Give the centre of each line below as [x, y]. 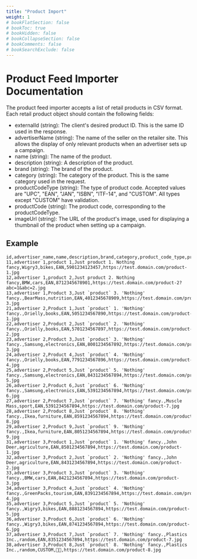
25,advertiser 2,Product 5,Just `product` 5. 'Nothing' [76, 370]
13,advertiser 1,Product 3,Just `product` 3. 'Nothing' [76, 293]
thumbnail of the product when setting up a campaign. [80, 225]
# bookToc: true [26, 28]
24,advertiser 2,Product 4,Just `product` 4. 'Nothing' [76, 355]
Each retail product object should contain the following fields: [80, 114]
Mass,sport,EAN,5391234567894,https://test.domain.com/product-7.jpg [93, 406]
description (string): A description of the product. [74, 163]
